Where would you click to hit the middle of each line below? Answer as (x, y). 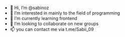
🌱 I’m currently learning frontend (44, 18)
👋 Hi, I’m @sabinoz (29, 8)
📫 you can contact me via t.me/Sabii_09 (52, 29)
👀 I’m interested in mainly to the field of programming (65, 13)
